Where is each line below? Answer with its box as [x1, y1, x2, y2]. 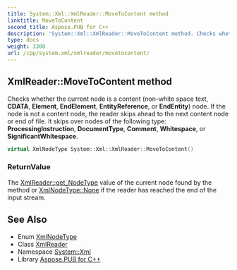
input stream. [7, 193, 46, 202]
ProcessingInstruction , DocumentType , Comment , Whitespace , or [7, 124, 206, 133]
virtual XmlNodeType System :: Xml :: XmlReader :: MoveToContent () [7, 145, 194, 152]
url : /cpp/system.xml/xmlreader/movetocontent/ [7, 50, 150, 57]
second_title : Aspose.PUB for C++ [7, 23, 109, 30]
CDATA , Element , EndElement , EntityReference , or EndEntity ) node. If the [7, 102, 226, 110]
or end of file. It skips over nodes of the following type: [7, 117, 167, 125]
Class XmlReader [17, 240, 68, 248]
